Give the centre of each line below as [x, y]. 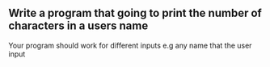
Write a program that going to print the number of [135, 13]
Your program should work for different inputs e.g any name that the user [130, 45]
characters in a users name [78, 26]
